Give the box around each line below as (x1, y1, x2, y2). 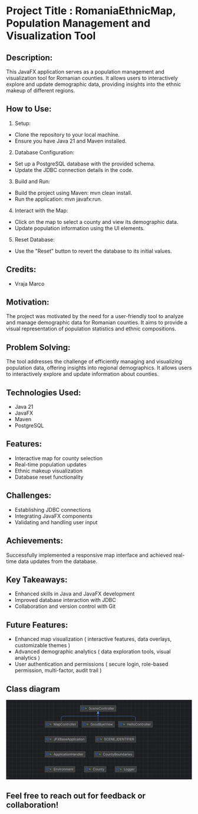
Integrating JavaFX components (14, 512, 93, 519)
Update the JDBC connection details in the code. (14, 166, 134, 173)
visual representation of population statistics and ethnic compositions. (6, 325, 177, 332)
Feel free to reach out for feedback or (6, 790, 146, 800)
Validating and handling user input (14, 518, 98, 525)
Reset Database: (14, 236, 55, 243)
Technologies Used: (6, 388, 81, 398)
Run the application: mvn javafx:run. (14, 196, 103, 203)
